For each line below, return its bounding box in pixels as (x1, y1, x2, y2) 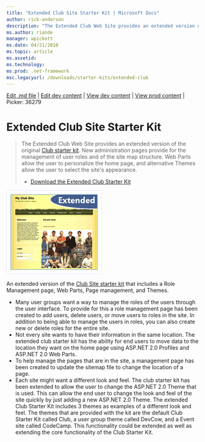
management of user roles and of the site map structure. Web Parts (21, 153, 191, 160)
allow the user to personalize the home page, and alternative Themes (21, 160, 196, 167)
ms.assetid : (6, 55, 37, 61)
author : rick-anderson (6, 16, 64, 23)
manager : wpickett (6, 36, 53, 42)
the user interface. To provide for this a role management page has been (15, 305, 198, 312)
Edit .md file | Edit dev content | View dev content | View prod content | (6, 92, 185, 99)
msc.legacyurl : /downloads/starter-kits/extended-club (6, 74, 149, 81)
